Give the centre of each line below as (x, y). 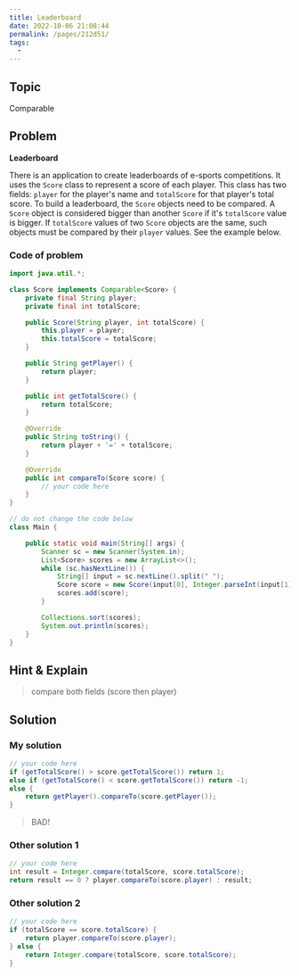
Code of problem (46, 255)
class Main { (33, 527)
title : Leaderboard (45, 17)
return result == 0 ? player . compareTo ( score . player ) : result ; (131, 881)
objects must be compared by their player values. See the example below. (145, 232)
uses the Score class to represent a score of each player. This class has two (148, 185)
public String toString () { (77, 437)
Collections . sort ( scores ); (91, 617)
